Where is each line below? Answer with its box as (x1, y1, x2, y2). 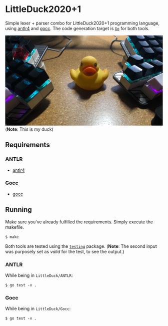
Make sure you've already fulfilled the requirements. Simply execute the (5, 219, 153, 225)
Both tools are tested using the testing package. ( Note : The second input (5, 243, 157, 249)
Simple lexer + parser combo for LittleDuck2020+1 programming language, (5, 20, 160, 26)
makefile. (5, 224, 24, 230)
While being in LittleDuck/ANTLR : (5, 272, 73, 278)
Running (5, 205, 32, 214)
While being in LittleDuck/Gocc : (5, 305, 71, 311)
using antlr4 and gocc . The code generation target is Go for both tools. (5, 25, 150, 31)
